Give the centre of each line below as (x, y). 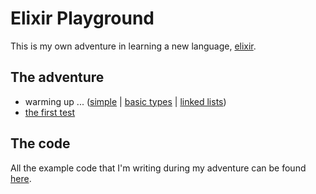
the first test (50, 112)
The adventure (57, 77)
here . (21, 178)
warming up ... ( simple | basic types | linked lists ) (125, 101)
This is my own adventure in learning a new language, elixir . (133, 46)
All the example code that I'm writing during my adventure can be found (158, 168)
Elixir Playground (82, 18)
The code (40, 143)
